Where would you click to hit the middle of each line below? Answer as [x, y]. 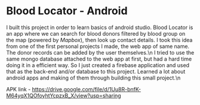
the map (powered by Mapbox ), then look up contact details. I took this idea [99, 40]
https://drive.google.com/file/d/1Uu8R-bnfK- [87, 89]
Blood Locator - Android [67, 11]
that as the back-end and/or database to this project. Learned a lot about [96, 71]
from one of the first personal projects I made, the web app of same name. [98, 46]
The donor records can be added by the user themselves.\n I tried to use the [100, 52]
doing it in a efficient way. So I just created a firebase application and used [98, 65]
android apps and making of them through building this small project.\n [93, 78]
